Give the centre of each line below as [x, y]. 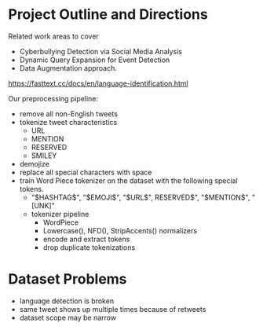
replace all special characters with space [86, 172]
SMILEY [44, 156]
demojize [34, 163]
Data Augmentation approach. [68, 68]
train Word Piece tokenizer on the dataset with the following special [128, 180]
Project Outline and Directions [108, 15]
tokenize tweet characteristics [68, 122]
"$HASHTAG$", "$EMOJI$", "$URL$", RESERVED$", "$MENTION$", [141, 197]
